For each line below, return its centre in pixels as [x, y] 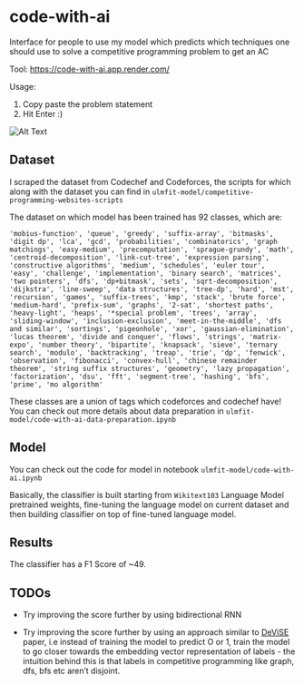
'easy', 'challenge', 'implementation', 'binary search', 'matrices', [146, 273]
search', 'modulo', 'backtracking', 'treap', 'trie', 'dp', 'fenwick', [147, 352]
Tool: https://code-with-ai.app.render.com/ [89, 69]
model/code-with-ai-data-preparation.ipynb [93, 419]
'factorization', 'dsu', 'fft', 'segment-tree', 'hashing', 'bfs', [140, 377]
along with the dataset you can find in [80, 191]
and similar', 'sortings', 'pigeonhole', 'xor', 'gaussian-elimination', [152, 328]
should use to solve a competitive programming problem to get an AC [139, 51]
